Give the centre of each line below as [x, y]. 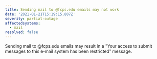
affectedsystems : [23, 23]
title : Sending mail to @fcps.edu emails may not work [62, 10]
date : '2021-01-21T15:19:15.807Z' [40, 14]
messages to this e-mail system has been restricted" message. [68, 51]
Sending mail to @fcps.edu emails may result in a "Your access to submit [79, 46]
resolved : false [22, 32]
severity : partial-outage [31, 19]
